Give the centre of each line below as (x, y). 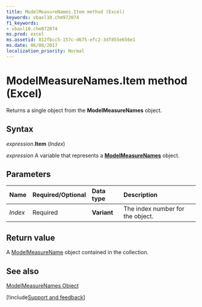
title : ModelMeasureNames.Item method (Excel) (66, 12)
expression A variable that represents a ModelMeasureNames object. (93, 155)
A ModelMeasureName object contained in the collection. (78, 252)
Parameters (29, 174)
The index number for (154, 209)
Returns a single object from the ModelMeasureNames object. (84, 110)
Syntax (20, 129)
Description (140, 195)
